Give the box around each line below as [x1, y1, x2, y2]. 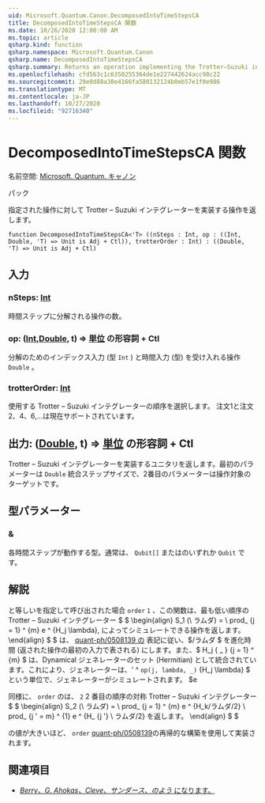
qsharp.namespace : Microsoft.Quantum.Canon [8, 48, 154, 56]
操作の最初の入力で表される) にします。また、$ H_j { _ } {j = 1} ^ [47, 645, 255, 654]
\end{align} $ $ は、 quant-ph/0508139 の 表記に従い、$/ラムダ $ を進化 [8, 634, 244, 645]
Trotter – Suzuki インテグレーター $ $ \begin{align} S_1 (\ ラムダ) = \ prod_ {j [8, 615, 255, 625]
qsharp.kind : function [8, 41, 83, 49]
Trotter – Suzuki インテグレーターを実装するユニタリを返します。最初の [8, 460, 241, 469]
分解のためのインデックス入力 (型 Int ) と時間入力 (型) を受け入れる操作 [8, 352, 241, 362]
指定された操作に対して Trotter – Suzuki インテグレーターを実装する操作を [8, 205, 250, 214]
